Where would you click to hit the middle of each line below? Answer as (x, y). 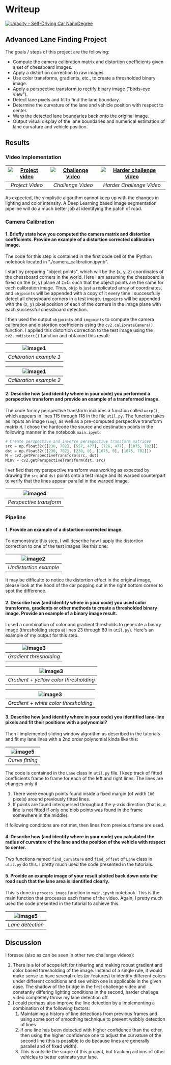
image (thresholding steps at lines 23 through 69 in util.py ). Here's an (80, 630)
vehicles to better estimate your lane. (59, 1057)
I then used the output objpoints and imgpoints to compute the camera (80, 319)
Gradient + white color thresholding (50, 703)
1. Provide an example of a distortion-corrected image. (64, 529)
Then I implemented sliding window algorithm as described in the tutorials (83, 734)
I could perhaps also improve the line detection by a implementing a (84, 1003)
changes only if (21, 784)
